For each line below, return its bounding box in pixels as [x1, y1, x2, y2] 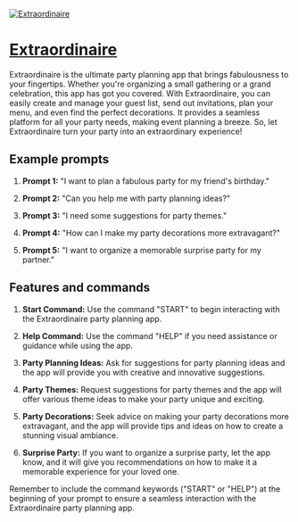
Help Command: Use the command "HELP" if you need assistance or [21, 330, 278, 341]
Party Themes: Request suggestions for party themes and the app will [21, 384, 283, 394]
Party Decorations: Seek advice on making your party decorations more [21, 410, 290, 421]
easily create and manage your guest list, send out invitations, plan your [9, 97, 274, 108]
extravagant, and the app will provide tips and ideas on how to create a [21, 420, 284, 431]
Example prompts [9, 152, 110, 167]
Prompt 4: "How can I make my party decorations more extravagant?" [21, 228, 281, 238]
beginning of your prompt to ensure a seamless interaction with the [9, 493, 257, 503]
